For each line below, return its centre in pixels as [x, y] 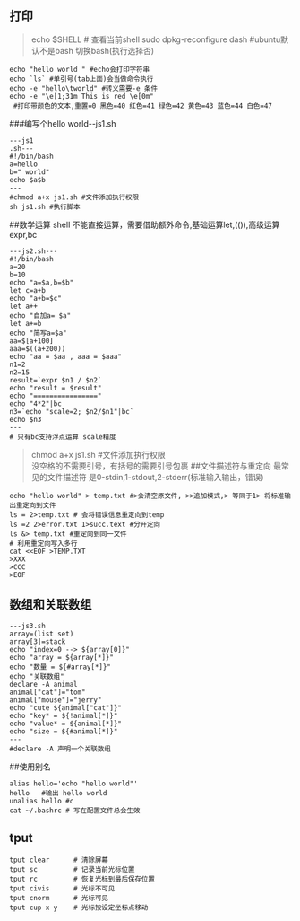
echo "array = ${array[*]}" [62, 657]
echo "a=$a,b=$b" [42, 282]
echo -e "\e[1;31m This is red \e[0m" [81, 96]
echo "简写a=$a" [38, 333]
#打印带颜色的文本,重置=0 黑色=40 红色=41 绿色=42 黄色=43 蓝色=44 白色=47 [143, 106]
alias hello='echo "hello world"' [74, 784]
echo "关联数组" [37, 676]
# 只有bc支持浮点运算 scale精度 [63, 437]
